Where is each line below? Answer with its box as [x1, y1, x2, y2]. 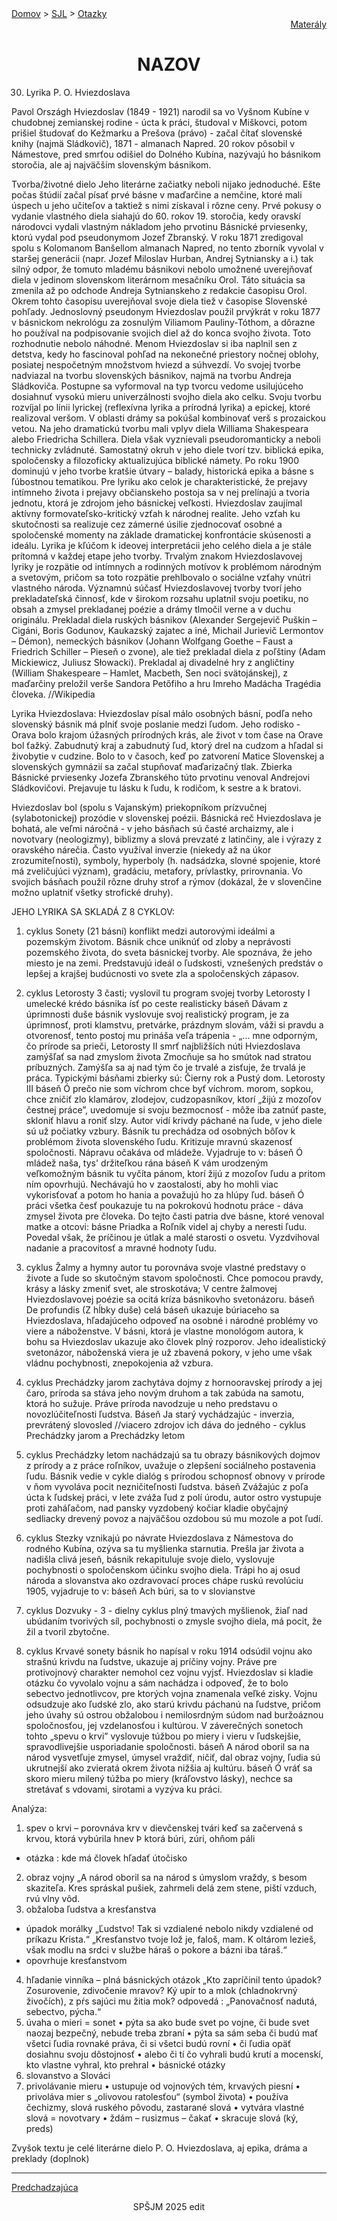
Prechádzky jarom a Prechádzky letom [25, 1429, 186, 1441]
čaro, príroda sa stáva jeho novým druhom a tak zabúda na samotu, [25, 1387, 304, 1399]
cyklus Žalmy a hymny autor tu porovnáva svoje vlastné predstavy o [25, 1261, 306, 1273]
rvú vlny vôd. [25, 1892, 81, 1904]
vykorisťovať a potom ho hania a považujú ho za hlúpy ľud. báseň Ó [25, 1188, 305, 1201]
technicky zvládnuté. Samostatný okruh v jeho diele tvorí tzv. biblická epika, [11, 443, 324, 456]
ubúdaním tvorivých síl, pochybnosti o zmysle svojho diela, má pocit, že [25, 1615, 323, 1627]
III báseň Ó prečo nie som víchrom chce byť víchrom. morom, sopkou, [25, 1082, 314, 1094]
